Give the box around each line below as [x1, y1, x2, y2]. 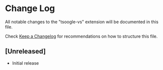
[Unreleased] [5, 47, 46, 56]
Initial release [12, 60, 39, 66]
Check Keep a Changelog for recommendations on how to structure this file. [5, 33, 158, 39]
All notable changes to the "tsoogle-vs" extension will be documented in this [5, 19, 159, 25]
